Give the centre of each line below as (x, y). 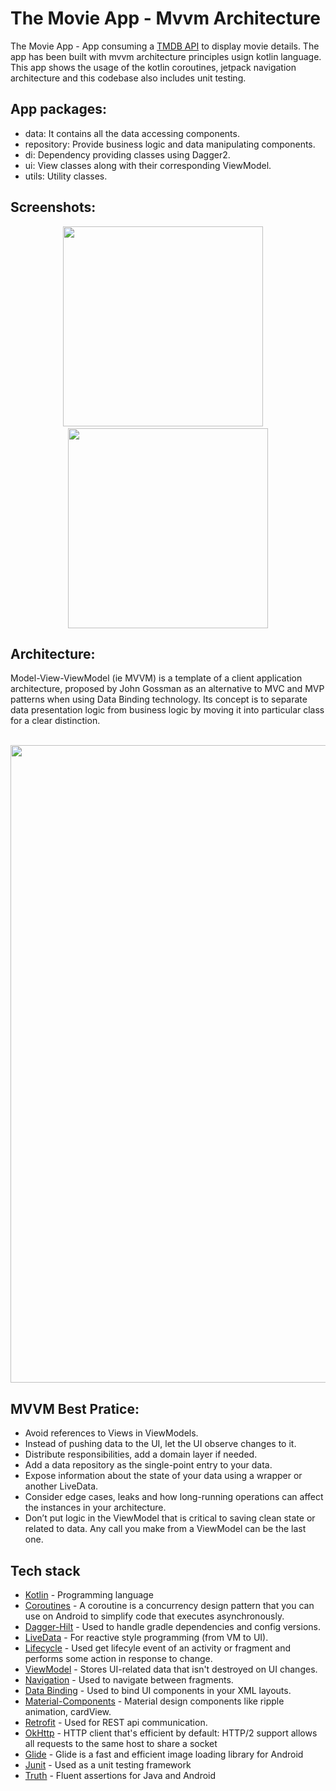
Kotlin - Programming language (89, 1595)
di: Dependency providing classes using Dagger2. (127, 154)
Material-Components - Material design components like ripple (154, 1701)
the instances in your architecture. (95, 1508)
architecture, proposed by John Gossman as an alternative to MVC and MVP (167, 689)
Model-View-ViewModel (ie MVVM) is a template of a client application (156, 678)
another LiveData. (61, 1486)
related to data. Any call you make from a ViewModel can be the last (165, 1529)
